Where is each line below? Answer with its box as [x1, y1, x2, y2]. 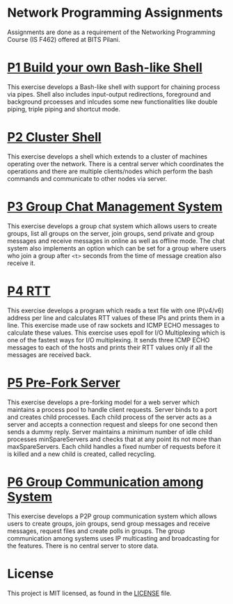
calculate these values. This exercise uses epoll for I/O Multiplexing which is [7, 328, 226, 337]
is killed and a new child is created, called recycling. [7, 450, 156, 458]
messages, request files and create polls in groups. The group [7, 527, 186, 535]
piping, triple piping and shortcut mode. [7, 104, 120, 113]
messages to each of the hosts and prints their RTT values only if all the [7, 343, 214, 351]
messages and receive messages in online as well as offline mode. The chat [7, 237, 225, 245]
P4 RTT [7, 283, 51, 299]
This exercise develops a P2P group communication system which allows [7, 511, 218, 520]
